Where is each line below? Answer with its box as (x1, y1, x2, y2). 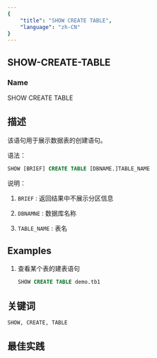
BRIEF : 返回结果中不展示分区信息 (17, 194, 114, 202)
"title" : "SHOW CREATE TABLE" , (20, 17, 112, 24)
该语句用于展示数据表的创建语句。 (7, 136, 107, 144)
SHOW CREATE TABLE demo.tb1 (17, 279, 100, 286)
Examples (7, 245, 52, 257)
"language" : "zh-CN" (20, 23, 81, 30)
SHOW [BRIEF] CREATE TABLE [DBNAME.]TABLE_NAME (7, 165, 151, 172)
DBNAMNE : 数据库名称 (17, 209, 76, 217)
